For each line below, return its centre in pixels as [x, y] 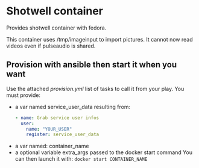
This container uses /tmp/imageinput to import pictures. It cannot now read [99, 39]
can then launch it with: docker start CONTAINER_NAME [81, 159]
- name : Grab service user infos [57, 118]
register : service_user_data [63, 135]
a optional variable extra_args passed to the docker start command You [104, 152]
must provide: [24, 95]
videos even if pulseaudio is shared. [51, 46]
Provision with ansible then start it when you [92, 65]
